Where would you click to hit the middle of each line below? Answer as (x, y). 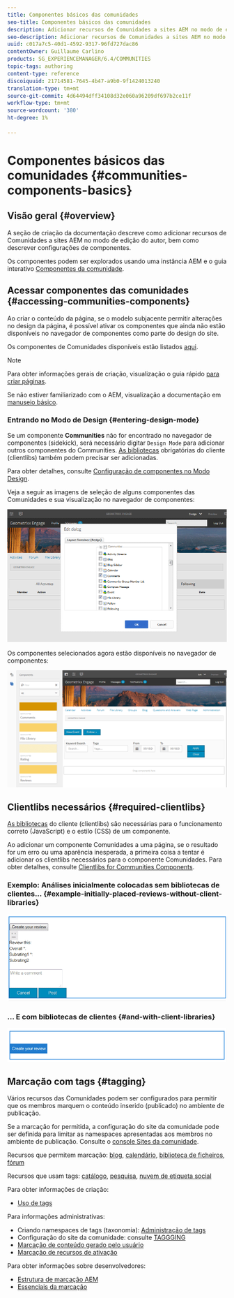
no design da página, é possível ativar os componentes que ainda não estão (116, 325)
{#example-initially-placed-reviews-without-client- (133, 894)
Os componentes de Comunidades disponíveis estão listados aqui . (103, 346)
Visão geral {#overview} (61, 216)
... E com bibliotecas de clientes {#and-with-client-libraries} (111, 1017)
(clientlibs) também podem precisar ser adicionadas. (83, 457)
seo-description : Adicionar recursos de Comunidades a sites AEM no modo (117, 37)
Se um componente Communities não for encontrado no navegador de (110, 435)
